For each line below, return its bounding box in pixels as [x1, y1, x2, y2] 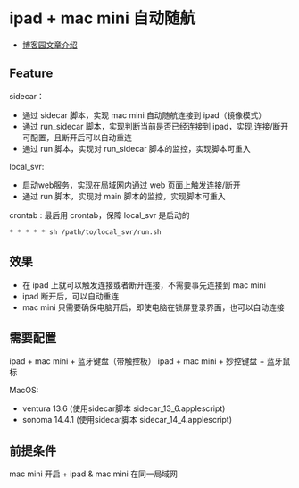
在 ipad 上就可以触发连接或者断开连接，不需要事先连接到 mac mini [21, 279, 266, 290]
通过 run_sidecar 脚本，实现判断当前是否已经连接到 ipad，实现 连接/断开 [21, 121, 289, 131]
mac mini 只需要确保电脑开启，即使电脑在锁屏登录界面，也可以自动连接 [21, 301, 286, 313]
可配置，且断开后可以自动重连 [21, 131, 132, 143]
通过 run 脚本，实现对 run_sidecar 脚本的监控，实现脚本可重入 [21, 143, 252, 154]
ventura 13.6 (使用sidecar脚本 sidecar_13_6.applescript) [21, 403, 226, 414]
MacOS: [9, 385, 39, 396]
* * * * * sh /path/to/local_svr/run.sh [9, 227, 162, 237]
